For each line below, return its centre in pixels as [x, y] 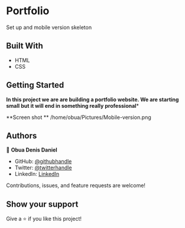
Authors [22, 135]
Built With [25, 46]
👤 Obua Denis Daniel [32, 150]
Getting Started [35, 85]
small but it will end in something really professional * [73, 105]
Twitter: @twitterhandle [43, 168]
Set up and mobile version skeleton [49, 27]
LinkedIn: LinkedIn [37, 174]
